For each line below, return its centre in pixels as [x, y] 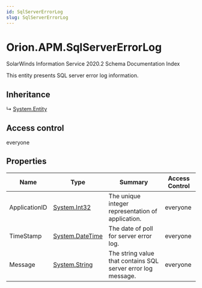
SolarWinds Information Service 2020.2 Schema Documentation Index [93, 64]
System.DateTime [78, 236]
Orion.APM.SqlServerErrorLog [84, 47]
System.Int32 [72, 207]
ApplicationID [28, 207]
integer [119, 204]
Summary [134, 182]
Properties [26, 161]
